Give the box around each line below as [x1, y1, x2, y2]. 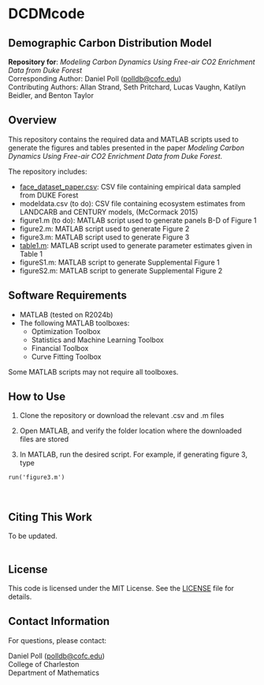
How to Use [8, 390, 66, 404]
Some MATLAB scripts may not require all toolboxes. [8, 367, 179, 376]
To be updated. [8, 531, 58, 541]
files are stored [19, 435, 69, 444]
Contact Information [8, 615, 110, 628]
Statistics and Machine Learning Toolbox [31, 335, 164, 344]
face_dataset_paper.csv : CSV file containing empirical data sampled [19, 182, 241, 191]
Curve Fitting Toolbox [31, 352, 102, 361]
